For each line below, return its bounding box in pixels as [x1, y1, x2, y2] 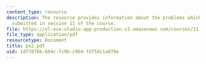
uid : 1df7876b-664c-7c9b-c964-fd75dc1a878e [6, 49, 120, 55]
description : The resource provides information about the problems [6, 15, 185, 21]
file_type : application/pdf [6, 32, 78, 38]
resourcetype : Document [6, 37, 67, 43]
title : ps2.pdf [6, 43, 45, 49]
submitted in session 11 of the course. [12, 20, 116, 26]
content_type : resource [6, 9, 67, 15]
